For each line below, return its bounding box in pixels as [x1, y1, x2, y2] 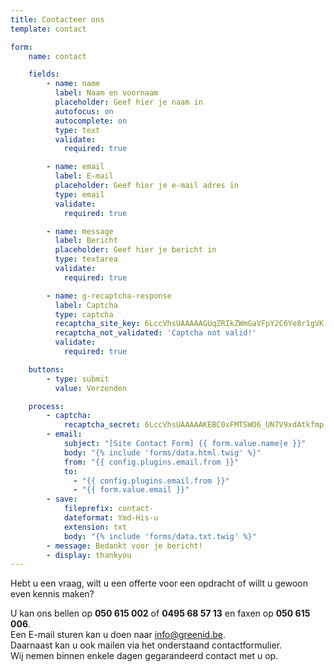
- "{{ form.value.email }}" [73, 485, 190, 495]
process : [28, 401, 65, 411]
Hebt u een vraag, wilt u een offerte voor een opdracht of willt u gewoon [10, 577, 308, 590]
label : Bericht [54, 236, 118, 246]
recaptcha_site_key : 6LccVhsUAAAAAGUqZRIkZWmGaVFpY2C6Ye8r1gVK [54, 319, 325, 329]
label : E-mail [54, 171, 114, 181]
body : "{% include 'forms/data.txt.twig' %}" [63, 531, 257, 541]
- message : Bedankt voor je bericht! [46, 541, 203, 551]
